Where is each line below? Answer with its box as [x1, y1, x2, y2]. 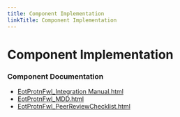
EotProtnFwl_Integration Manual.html [17, 87, 124, 95]
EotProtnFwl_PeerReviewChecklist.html [17, 102, 131, 110]
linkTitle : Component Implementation [7, 17, 117, 24]
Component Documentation [7, 71, 104, 81]
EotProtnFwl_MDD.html [17, 95, 84, 103]
